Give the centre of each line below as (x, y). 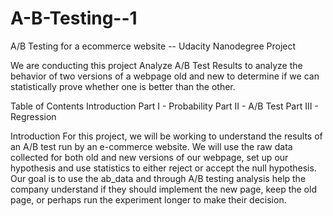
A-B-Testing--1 (74, 18)
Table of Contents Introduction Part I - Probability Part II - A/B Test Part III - (164, 106)
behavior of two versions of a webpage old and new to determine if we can (165, 76)
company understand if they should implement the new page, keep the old (163, 189)
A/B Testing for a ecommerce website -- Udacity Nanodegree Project (153, 46)
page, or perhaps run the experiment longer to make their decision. (148, 199)
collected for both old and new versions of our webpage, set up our (149, 157)
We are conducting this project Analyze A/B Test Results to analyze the (156, 65)
